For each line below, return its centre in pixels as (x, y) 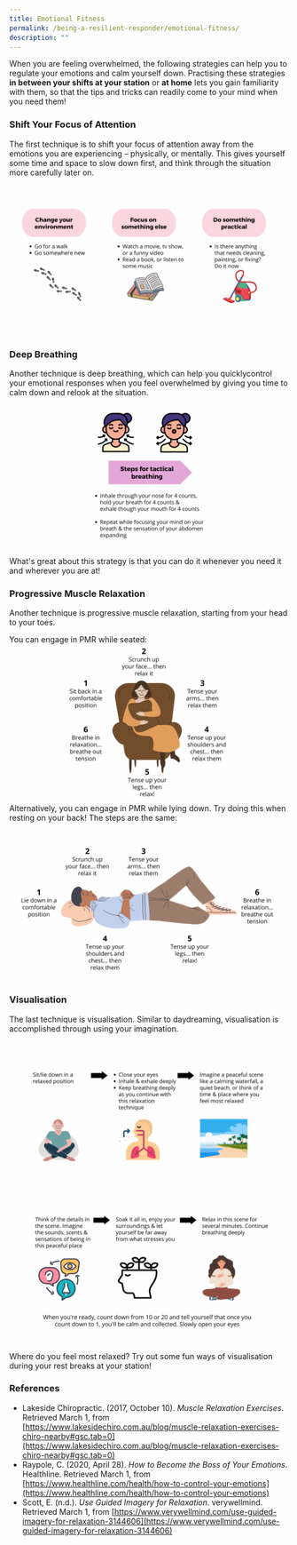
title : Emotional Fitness (57, 19)
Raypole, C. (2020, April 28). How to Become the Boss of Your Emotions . (155, 1464)
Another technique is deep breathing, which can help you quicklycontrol (141, 374)
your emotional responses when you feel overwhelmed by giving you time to (148, 383)
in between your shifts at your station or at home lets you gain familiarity (144, 83)
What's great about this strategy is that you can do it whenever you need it (145, 561)
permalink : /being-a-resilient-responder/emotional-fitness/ (125, 28)
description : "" (39, 37)
